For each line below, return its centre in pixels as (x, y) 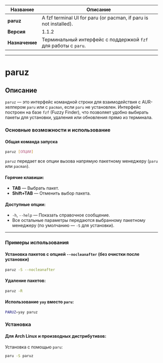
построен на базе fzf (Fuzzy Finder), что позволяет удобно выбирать (77, 112)
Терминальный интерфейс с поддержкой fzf (95, 40)
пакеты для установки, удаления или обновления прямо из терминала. (79, 117)
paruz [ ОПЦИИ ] (19, 152)
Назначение (22, 42)
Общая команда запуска (32, 141)
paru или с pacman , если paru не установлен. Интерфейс (84, 107)
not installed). (57, 24)
